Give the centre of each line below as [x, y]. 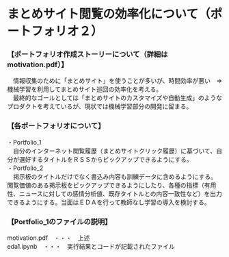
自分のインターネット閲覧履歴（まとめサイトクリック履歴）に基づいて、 [114, 151]
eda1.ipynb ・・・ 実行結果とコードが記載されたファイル [91, 247]
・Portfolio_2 [25, 168]
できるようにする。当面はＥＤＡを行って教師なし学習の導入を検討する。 [109, 202]
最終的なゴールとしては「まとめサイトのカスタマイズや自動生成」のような [117, 98]
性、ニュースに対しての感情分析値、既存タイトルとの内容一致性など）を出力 [114, 193]
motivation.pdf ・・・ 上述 [49, 238]
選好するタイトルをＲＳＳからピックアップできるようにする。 [106, 159]
